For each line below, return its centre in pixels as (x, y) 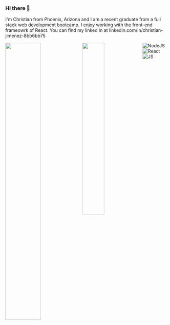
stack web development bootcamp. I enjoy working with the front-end (79, 25)
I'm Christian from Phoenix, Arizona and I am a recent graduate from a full (83, 20)
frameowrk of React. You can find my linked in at (57, 30)
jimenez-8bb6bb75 (26, 36)
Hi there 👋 (18, 8)
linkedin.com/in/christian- (136, 30)
